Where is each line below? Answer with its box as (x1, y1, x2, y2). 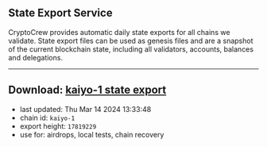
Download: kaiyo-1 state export (8, 83, 167, 97)
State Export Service (8, 6, 113, 20)
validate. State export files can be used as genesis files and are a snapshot (8, 36, 253, 45)
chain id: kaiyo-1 (19, 113, 75, 122)
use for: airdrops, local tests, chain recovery (19, 130, 164, 139)
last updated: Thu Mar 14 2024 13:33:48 (19, 104, 152, 114)
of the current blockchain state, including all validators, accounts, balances (8, 44, 254, 54)
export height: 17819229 (19, 121, 97, 130)
